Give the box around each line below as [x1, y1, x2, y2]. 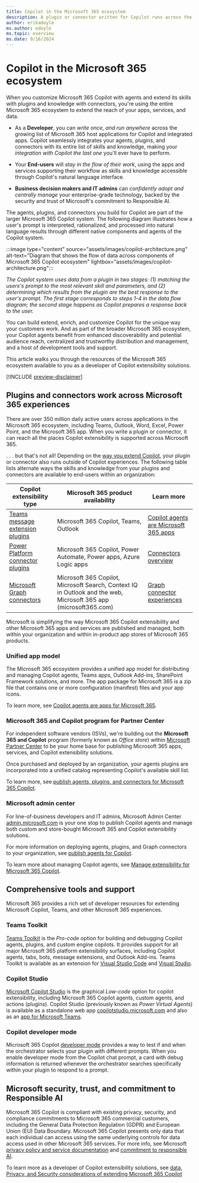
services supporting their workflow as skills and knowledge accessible [14, 167, 188, 174]
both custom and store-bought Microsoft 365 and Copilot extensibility [6, 825, 177, 832]
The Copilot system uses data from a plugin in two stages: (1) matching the [6, 276, 190, 283]
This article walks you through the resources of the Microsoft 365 [6, 355, 166, 362]
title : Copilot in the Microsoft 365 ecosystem [6, 8, 126, 15]
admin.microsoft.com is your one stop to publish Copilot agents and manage [6, 819, 192, 826]
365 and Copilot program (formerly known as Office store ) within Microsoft [6, 737, 191, 744]
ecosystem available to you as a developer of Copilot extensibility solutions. [6, 362, 191, 369]
